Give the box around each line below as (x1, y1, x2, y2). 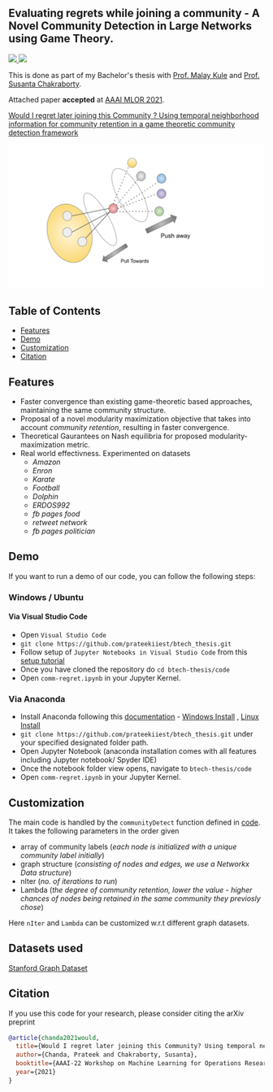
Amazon (32, 457, 61, 467)
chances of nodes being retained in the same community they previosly (19, 894, 262, 903)
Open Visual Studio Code (19, 629, 107, 639)
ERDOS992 (32, 500, 71, 510)
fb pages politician (32, 526, 96, 536)
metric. (66, 439, 91, 450)
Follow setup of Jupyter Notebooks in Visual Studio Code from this (19, 646, 248, 657)
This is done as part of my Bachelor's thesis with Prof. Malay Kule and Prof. (8, 70, 260, 80)
